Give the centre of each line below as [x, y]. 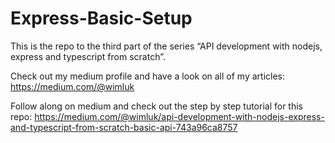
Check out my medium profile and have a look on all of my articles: [148, 76]
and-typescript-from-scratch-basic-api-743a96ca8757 [124, 127]
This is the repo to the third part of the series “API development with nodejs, [166, 46]
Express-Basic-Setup [101, 18]
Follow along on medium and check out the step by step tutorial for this [156, 106]
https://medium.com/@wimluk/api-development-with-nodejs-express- [179, 116]
